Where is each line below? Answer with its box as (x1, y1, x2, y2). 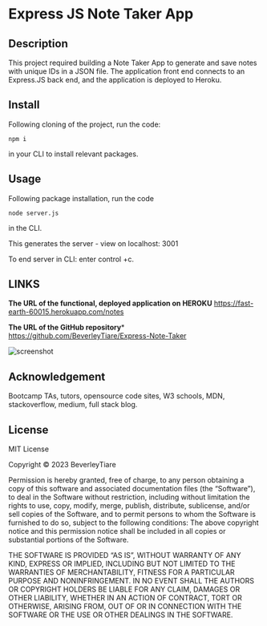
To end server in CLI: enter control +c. (8, 254, 135, 264)
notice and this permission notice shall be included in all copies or (8, 527, 226, 536)
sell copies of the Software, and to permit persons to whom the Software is (8, 510, 257, 519)
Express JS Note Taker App (8, 5, 194, 23)
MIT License (8, 444, 50, 454)
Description (8, 37, 68, 50)
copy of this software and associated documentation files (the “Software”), (8, 484, 256, 494)
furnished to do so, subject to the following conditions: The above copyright (8, 518, 259, 527)
